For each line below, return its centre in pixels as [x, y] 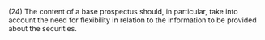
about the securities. [43, 28]
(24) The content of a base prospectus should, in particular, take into [123, 12]
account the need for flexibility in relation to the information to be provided [132, 20]
